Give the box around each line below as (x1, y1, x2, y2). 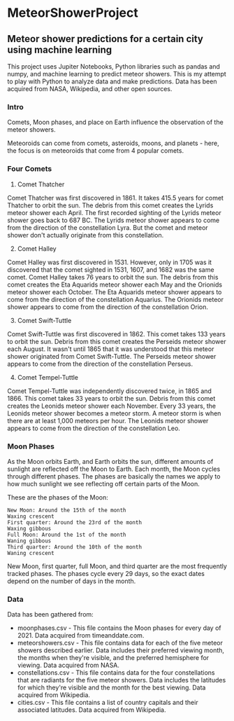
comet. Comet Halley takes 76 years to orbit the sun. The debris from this (7, 273, 219, 281)
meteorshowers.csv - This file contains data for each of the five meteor (17, 639, 224, 647)
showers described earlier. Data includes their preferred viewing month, (17, 646, 225, 654)
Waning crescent (7, 549, 54, 556)
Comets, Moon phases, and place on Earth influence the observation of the (7, 118, 224, 127)
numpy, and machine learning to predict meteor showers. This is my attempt (7, 70, 227, 78)
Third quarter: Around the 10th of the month (7, 543, 142, 551)
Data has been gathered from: (7, 610, 94, 619)
